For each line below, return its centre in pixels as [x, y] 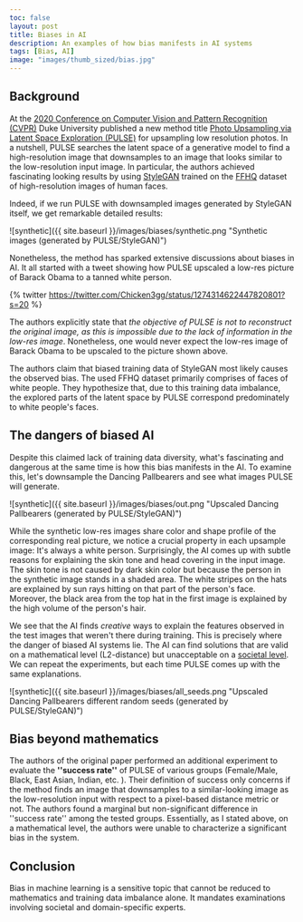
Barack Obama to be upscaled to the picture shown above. [119, 351]
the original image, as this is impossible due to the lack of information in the [151, 331]
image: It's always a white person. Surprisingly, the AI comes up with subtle [150, 550]
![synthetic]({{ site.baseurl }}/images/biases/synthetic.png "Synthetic [139, 230]
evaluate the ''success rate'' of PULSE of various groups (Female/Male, [144, 771]
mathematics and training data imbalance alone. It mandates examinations [147, 898]
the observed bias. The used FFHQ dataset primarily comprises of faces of [149, 378]
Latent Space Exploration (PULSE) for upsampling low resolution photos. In [149, 138]
